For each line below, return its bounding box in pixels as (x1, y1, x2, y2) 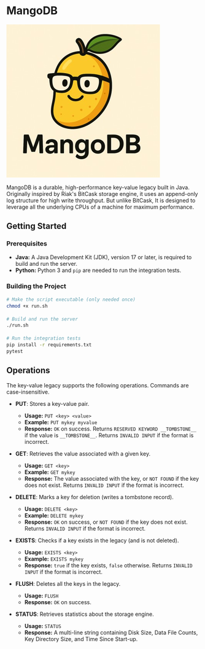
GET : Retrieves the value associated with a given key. (15, 449, 151, 457)
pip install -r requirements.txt (6, 342, 92, 348)
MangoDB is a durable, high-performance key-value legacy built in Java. (6, 184, 190, 191)
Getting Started (6, 221, 67, 231)
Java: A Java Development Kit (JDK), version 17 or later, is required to (15, 253, 192, 261)
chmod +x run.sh (6, 303, 48, 309)
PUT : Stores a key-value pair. (15, 400, 90, 407)
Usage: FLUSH (24, 592, 59, 599)
